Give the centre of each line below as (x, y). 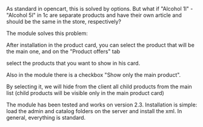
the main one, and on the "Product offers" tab (63, 51)
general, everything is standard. (46, 118)
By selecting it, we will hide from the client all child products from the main (99, 86)
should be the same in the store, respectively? (64, 21)
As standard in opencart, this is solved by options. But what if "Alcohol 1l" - (100, 9)
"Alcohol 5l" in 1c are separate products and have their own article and (94, 15)
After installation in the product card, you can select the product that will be (101, 45)
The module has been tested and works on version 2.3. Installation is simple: (102, 105)
